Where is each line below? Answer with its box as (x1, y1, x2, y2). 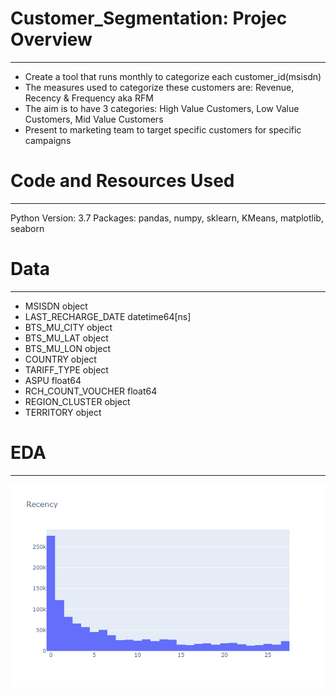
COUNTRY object (24, 353, 97, 365)
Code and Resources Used (10, 170, 235, 192)
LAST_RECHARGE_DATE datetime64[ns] (24, 310, 192, 322)
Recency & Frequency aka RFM (24, 92, 154, 104)
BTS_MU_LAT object (24, 332, 109, 344)
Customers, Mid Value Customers (24, 113, 164, 125)
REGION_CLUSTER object (24, 395, 131, 407)
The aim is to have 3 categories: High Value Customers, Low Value (24, 102, 300, 114)
